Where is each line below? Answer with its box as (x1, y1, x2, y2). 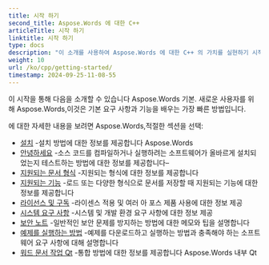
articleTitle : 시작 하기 (8, 26, 85, 34)
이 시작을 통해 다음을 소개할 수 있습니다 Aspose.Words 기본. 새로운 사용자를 (8, 93, 247, 104)
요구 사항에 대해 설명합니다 (34, 237, 118, 247)
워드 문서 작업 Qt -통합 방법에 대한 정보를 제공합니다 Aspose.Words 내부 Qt (19, 247, 258, 257)
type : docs (8, 42, 45, 49)
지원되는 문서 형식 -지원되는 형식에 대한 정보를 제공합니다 (19, 168, 199, 177)
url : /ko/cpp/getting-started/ (8, 64, 113, 72)
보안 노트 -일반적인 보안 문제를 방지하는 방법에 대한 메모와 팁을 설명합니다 (19, 217, 250, 227)
